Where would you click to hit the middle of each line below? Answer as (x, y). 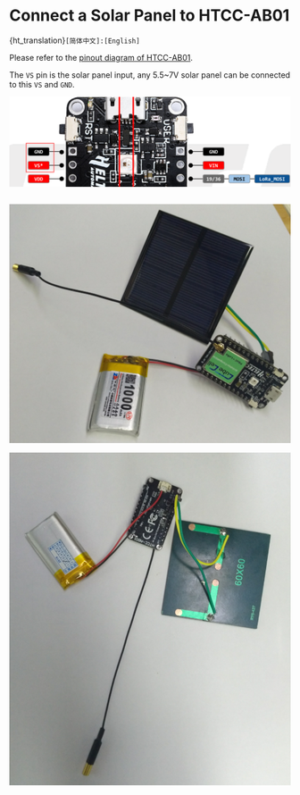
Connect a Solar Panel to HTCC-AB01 (150, 16)
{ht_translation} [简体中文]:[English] (75, 40)
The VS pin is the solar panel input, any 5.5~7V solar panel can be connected (150, 75)
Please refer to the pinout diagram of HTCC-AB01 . (101, 57)
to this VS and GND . (42, 84)
